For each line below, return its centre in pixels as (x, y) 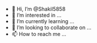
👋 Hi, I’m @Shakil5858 (39, 9)
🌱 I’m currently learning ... (43, 21)
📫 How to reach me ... (39, 34)
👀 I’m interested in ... (36, 15)
